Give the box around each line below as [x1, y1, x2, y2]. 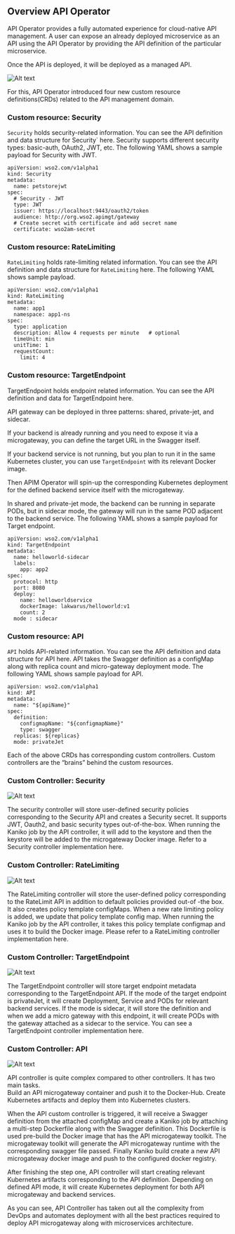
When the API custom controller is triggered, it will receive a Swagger [7, 1110, 208, 1118]
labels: [13, 560, 36, 567]
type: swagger [20, 726, 61, 733]
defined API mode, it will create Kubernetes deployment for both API [7, 1183, 205, 1191]
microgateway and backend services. [7, 1190, 116, 1199]
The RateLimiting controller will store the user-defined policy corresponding [7, 890, 227, 898]
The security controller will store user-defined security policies [7, 806, 189, 814]
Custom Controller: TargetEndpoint [7, 952, 130, 961]
